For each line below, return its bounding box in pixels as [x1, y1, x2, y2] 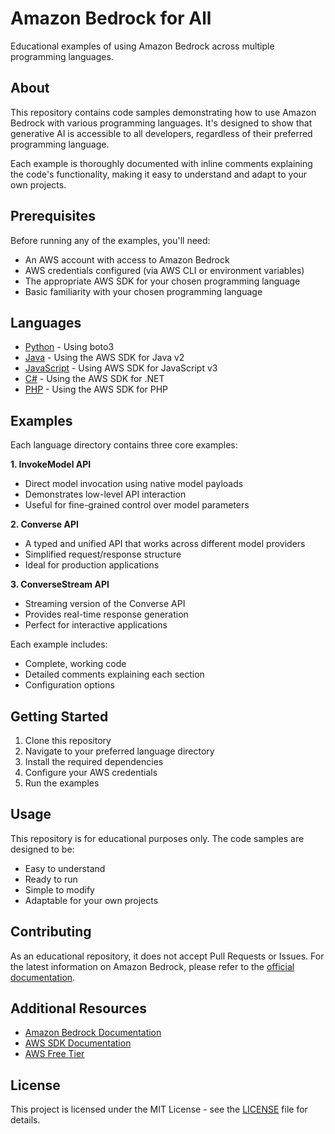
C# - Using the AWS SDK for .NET [24, 373, 165, 385]
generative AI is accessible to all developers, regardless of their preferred [10, 127, 313, 139]
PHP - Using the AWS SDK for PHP [24, 383, 169, 396]
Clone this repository [24, 735, 112, 746]
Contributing [10, 923, 92, 941]
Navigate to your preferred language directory [24, 745, 215, 757]
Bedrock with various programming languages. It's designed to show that [10, 117, 313, 129]
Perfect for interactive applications [24, 619, 168, 631]
